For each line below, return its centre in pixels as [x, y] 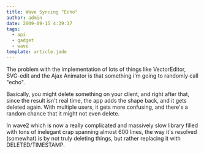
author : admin [25, 18]
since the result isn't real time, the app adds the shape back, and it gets [96, 100]
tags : [13, 29]
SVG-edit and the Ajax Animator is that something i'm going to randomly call [102, 75]
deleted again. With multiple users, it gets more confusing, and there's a [97, 107]
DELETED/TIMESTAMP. [36, 145]
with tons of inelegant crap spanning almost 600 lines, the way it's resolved [102, 131]
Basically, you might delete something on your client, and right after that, [98, 94]
